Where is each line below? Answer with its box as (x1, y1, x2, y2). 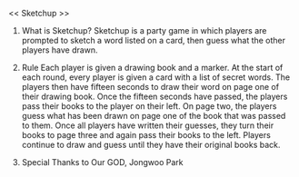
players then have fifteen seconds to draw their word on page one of (21, 82, 279, 92)
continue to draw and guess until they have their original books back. (21, 140, 281, 150)
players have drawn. (21, 44, 98, 55)
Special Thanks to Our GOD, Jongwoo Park (21, 157, 184, 167)
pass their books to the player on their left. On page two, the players (21, 101, 277, 112)
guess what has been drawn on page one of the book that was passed (21, 111, 286, 121)
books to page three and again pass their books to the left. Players (21, 130, 272, 140)
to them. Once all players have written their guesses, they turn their (21, 120, 274, 131)
